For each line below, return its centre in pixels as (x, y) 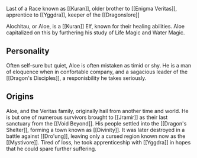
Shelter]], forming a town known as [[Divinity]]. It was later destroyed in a (96, 130)
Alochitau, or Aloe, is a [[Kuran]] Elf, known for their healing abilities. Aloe (96, 26)
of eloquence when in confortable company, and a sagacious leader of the (97, 72)
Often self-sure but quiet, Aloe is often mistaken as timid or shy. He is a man (99, 65)
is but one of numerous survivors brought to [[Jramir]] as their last (87, 117)
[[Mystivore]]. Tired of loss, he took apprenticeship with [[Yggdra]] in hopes (98, 142)
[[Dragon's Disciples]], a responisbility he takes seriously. (76, 78)
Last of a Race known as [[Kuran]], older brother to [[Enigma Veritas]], (92, 9)
